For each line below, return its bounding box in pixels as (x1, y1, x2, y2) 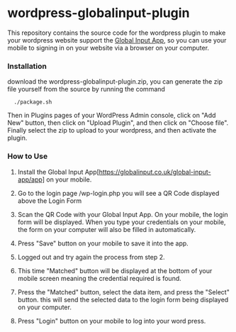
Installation (7, 61, 47, 71)
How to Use (7, 151, 48, 161)
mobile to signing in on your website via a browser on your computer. (7, 43, 210, 52)
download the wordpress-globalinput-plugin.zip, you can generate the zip (7, 77, 223, 86)
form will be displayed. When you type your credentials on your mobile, (17, 218, 226, 226)
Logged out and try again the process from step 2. (17, 253, 165, 261)
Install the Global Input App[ (17, 167, 99, 176)
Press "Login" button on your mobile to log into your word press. (17, 316, 206, 325)
